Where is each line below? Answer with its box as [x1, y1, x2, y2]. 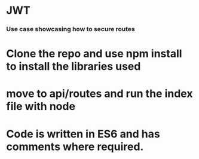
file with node [6, 100, 76, 114]
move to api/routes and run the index [6, 87, 193, 100]
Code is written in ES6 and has [6, 127, 160, 140]
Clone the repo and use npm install [6, 47, 182, 60]
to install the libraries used [6, 60, 141, 74]
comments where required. [6, 140, 144, 153]
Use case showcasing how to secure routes [6, 25, 136, 33]
